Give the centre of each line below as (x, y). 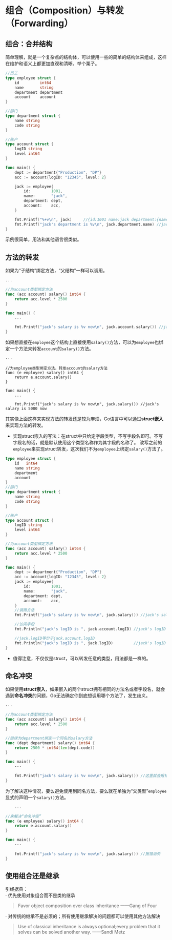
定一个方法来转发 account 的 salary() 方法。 (49, 349)
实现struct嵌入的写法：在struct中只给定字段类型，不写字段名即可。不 (85, 436)
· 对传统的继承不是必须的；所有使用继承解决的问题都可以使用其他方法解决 (83, 916)
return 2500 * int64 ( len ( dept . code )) (55, 748)
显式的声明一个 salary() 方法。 (37, 797)
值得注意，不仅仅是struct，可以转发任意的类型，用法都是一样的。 (82, 658)
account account (35, 97)
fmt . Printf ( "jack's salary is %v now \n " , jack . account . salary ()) (86, 327)
